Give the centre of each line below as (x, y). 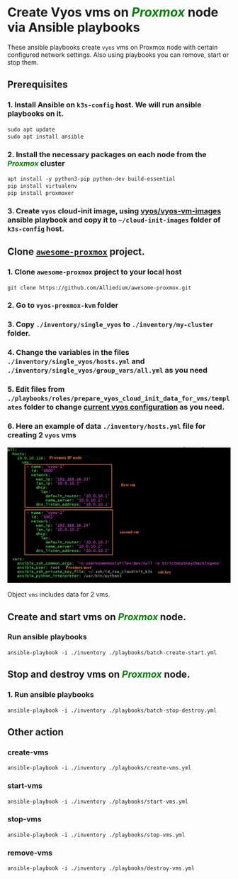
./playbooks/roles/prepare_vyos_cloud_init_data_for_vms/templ (119, 399)
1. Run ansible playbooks (51, 695)
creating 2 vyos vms (42, 435)
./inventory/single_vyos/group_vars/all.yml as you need (107, 371)
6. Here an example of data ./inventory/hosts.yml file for (107, 426)
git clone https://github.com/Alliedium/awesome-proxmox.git (100, 288)
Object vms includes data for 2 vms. (59, 595)
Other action (35, 732)
